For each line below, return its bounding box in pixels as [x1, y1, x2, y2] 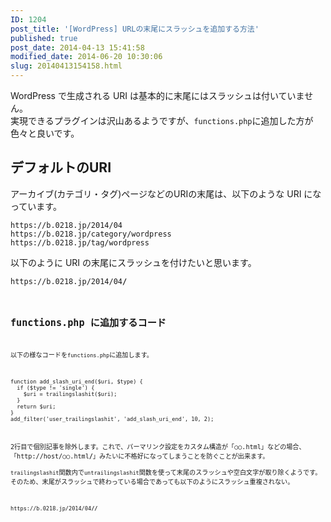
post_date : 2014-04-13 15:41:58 [10, 42, 145, 53]
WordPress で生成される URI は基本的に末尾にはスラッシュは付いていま [10, 90, 305, 101]
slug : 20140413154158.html [10, 61, 123, 71]
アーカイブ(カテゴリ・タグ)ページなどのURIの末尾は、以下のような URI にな [10, 187, 322, 200]
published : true [10, 33, 78, 43]
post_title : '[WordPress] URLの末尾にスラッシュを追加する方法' [10, 24, 260, 34]
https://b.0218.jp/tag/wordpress [10, 237, 150, 248]
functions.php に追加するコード [10, 317, 167, 330]
